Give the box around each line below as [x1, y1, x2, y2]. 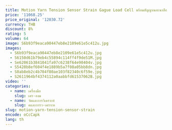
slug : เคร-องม [14, 93, 41, 98]
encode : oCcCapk [5, 112, 40, 118]
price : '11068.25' [5, 12, 45, 17]
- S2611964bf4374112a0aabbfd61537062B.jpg [10, 74, 102, 79]
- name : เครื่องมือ [10, 88, 41, 94]
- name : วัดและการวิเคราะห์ [10, 98, 55, 103]
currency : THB [5, 21, 36, 27]
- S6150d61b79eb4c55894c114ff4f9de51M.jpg [10, 55, 102, 60]
